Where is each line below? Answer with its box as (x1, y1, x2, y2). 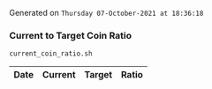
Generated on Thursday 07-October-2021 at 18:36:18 (9, 8, 204, 18)
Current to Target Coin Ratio (9, 29, 132, 41)
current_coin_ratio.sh (9, 49, 93, 58)
